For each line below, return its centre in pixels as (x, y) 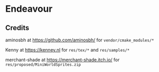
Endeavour (29, 9)
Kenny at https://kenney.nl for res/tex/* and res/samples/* (67, 50)
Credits (17, 28)
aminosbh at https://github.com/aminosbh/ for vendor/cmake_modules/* (80, 40)
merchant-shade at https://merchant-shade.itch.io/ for (62, 60)
